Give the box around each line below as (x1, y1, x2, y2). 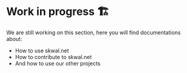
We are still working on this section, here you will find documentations (6, 28, 181, 36)
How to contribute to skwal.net (15, 53, 92, 60)
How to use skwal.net (15, 46, 70, 54)
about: (6, 35, 22, 42)
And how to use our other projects (15, 60, 101, 67)
